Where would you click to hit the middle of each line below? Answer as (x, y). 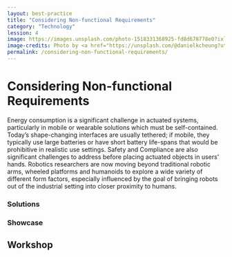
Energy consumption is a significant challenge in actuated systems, (103, 120)
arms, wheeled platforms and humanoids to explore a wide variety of (105, 171)
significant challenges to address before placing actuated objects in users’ (113, 157)
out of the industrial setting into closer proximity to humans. (92, 186)
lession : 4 (23, 33)
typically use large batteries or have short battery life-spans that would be (113, 142)
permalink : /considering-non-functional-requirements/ (88, 53)
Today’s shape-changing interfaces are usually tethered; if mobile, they (108, 135)
